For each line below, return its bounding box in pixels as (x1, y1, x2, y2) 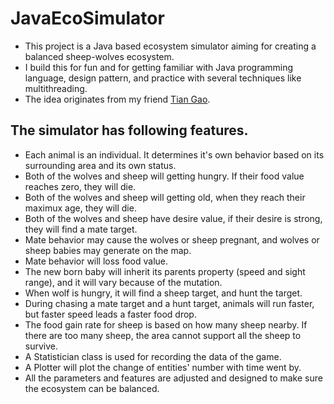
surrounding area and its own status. (24, 159, 177, 171)
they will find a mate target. (24, 223, 138, 235)
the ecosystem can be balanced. (24, 382, 160, 394)
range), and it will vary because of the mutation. (24, 276, 223, 288)
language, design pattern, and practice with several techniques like (24, 72, 302, 84)
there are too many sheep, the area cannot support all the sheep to (24, 329, 302, 341)
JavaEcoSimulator (10, 7, 165, 30)
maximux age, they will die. (24, 202, 137, 214)
